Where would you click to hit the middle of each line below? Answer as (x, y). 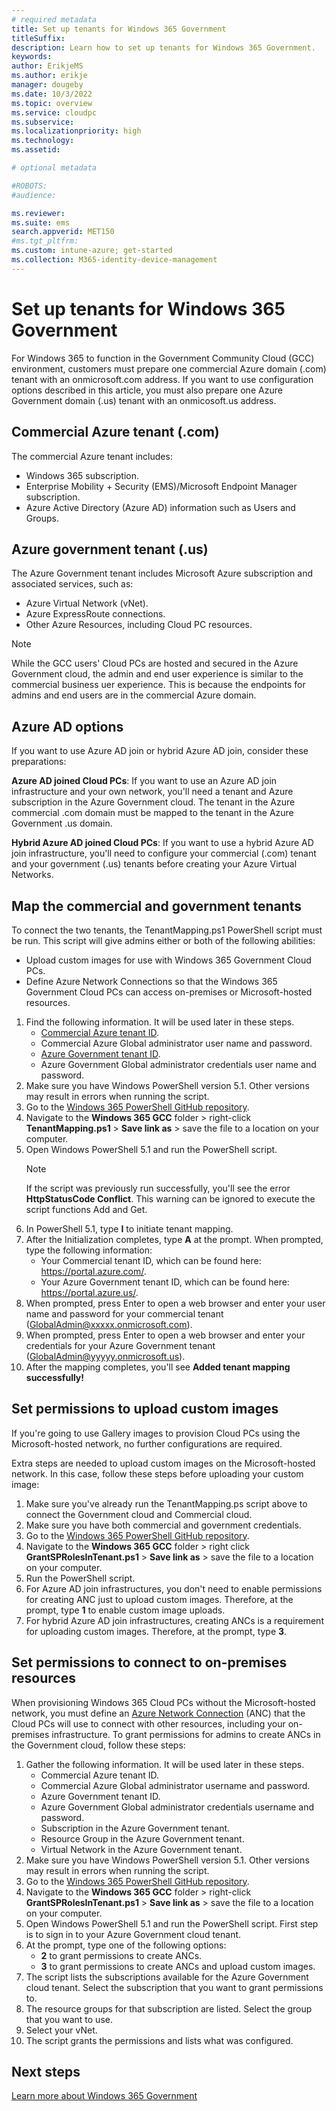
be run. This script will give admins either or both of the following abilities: (163, 940)
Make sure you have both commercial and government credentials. (163, 1525)
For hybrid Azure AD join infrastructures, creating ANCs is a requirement (174, 1620)
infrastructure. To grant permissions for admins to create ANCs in (186, 1734)
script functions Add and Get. (86, 1209)
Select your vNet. (61, 2030)
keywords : (32, 57)
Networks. (32, 875)
